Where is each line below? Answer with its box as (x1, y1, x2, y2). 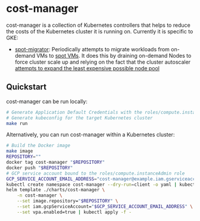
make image (6, 148, 33, 154)
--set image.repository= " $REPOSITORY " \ (17, 198, 118, 204)
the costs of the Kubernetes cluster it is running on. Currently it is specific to (6, 27, 193, 35)
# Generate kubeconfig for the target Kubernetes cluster (6, 115, 153, 121)
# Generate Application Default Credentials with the (6, 109, 143, 115)
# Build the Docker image (6, 142, 70, 149)
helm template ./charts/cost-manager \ (6, 187, 105, 193)
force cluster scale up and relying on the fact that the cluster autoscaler (14, 58, 191, 66)
